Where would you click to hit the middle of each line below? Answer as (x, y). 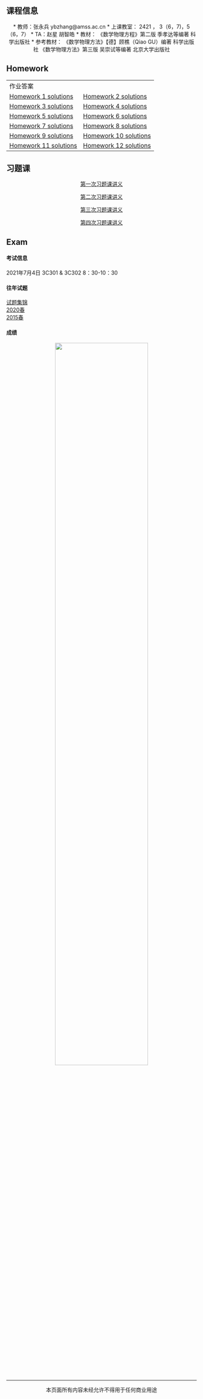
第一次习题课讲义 (101, 184)
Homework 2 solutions (115, 96)
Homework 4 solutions (115, 106)
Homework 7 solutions (41, 126)
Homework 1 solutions (41, 96)
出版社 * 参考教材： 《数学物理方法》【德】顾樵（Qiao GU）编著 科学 (99, 42)
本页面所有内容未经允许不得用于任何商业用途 (101, 1390)
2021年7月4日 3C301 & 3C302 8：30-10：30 (62, 273)
